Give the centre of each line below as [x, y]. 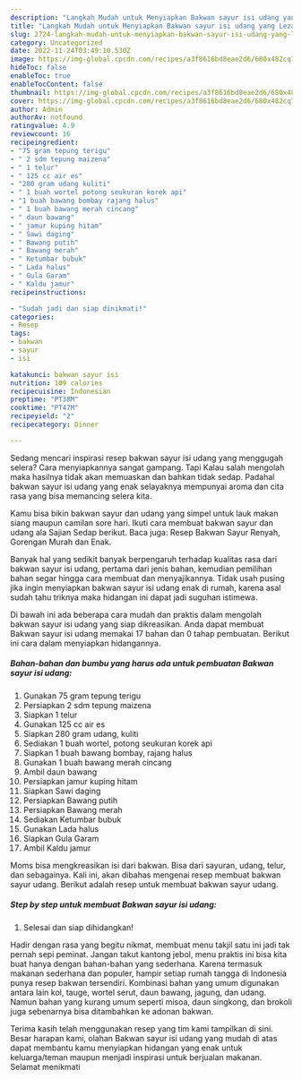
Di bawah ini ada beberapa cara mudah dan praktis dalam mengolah [136, 614]
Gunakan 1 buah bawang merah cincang [97, 762]
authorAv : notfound [47, 117]
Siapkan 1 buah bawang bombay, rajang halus [108, 752]
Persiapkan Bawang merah [73, 809]
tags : [20, 334]
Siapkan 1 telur [50, 715]
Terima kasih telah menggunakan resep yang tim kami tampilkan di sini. [142, 1028]
